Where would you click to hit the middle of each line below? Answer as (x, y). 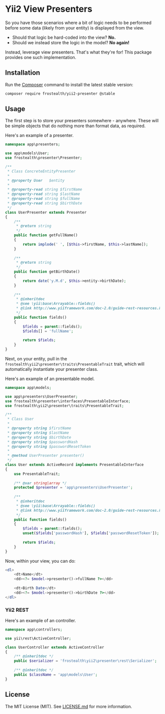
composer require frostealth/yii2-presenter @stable (60, 94)
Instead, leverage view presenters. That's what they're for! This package (79, 52)
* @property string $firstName (39, 428)
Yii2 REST (17, 610)
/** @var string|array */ (41, 483)
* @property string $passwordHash (42, 442)
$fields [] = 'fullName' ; (48, 331)
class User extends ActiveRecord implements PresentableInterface (74, 465)
